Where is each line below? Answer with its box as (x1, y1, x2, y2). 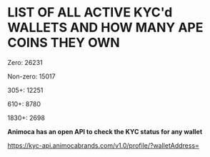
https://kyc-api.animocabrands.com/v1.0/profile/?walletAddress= (7, 141, 200, 150)
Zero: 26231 (7, 58, 43, 66)
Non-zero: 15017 (7, 72, 56, 81)
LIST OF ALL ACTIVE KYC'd (7, 4, 173, 21)
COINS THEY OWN (7, 35, 120, 51)
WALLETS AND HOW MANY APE (7, 19, 204, 36)
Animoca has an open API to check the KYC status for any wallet (7, 127, 203, 136)
